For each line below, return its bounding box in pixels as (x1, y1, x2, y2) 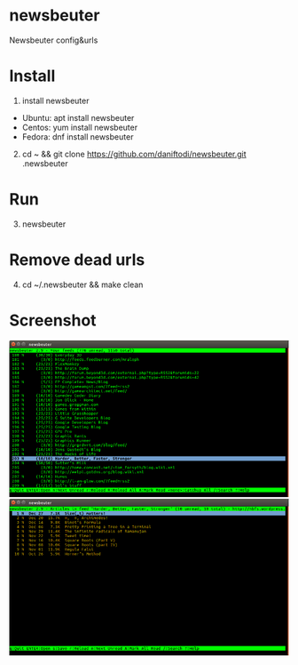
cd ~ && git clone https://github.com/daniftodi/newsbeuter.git (21, 148, 247, 159)
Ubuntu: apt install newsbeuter (21, 112, 135, 123)
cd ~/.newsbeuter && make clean (21, 279, 144, 290)
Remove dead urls (9, 250, 145, 269)
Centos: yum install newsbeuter (21, 122, 138, 132)
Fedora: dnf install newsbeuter (21, 131, 134, 142)
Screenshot (9, 310, 97, 330)
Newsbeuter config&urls (9, 35, 98, 45)
